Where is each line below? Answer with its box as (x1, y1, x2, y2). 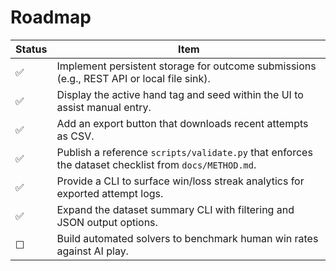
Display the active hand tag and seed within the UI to (56, 87, 304, 101)
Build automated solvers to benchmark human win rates (56, 231, 319, 245)
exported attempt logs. (56, 186, 164, 200)
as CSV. (56, 129, 95, 143)
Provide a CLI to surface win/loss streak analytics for (56, 174, 305, 188)
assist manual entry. (56, 100, 152, 114)
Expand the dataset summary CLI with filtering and (56, 202, 295, 216)
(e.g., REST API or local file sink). (56, 71, 211, 85)
